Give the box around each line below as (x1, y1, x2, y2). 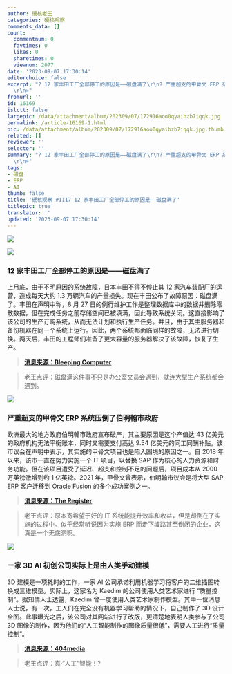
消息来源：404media (23, 644, 86, 653)
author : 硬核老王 (7, 10, 53, 17)
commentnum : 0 (13, 36, 54, 43)
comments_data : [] (7, 23, 60, 30)
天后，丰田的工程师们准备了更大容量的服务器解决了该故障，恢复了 (25, 335, 213, 343)
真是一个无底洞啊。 (23, 529, 79, 537)
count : (7, 29, 26, 37)
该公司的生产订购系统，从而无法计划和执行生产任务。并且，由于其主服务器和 (7, 317, 225, 326)
